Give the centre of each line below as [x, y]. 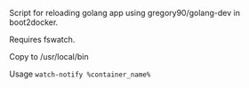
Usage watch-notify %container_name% [80, 74]
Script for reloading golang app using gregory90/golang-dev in [124, 13]
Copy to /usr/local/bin [49, 56]
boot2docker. [34, 22]
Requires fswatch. [42, 40]
